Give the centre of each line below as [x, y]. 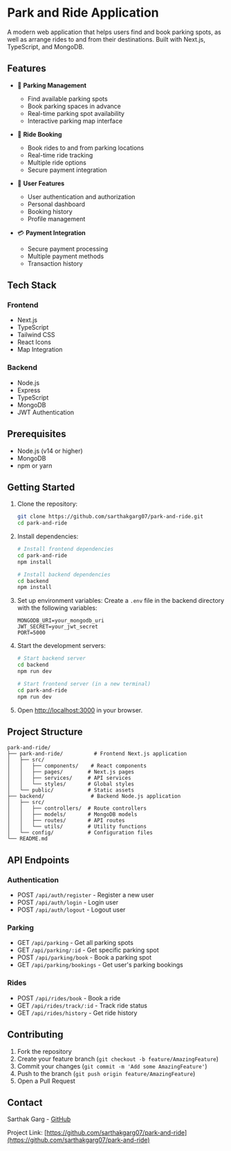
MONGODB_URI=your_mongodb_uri [61, 621]
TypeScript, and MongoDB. [46, 46]
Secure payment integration [67, 170]
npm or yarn [35, 466]
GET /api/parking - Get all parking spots [75, 943]
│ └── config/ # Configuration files [80, 833]
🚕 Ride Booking [39, 134]
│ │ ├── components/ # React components [77, 766]
